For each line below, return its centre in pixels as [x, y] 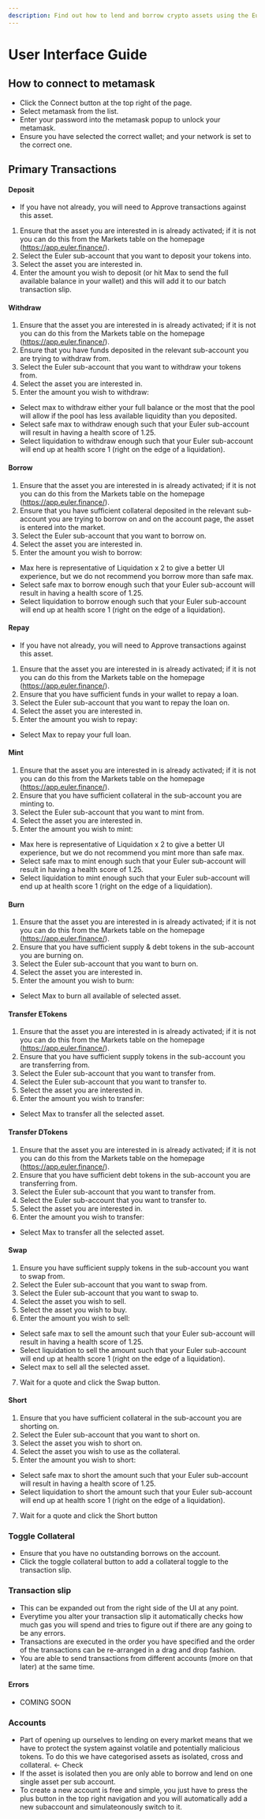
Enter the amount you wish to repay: [78, 719]
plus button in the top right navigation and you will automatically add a [134, 1798]
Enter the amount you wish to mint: [76, 829]
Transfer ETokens [38, 1014]
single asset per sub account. [67, 1782]
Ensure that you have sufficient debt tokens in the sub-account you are [135, 1174]
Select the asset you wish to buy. [73, 1310]
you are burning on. [52, 956]
